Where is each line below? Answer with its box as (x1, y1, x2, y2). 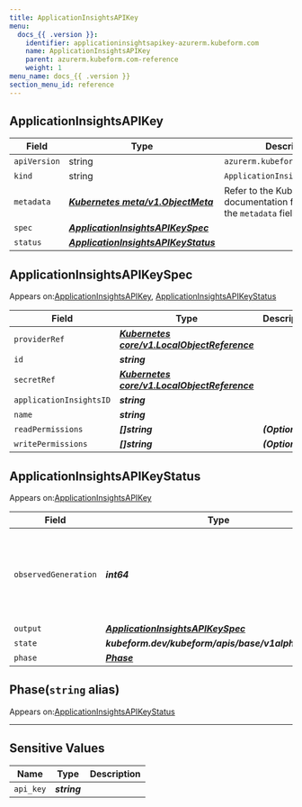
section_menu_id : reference (9, 80, 115, 89)
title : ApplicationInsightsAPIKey (9, 13, 139, 23)
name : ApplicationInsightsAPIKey (25, 47, 151, 56)
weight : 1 (25, 64, 63, 73)
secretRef (13, 375, 56, 385)
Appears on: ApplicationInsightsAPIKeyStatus (9, 706, 175, 717)
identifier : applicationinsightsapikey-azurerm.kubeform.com (25, 38, 259, 48)
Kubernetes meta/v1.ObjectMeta (68, 195, 214, 208)
